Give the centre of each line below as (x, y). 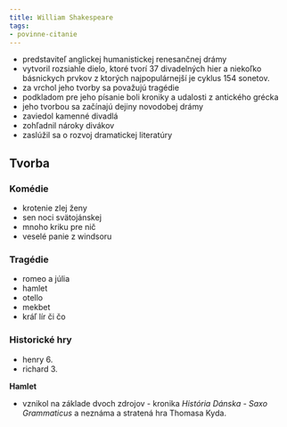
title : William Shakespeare (61, 17)
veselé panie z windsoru (67, 236)
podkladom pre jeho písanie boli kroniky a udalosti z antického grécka (150, 97)
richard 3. (40, 369)
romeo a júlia (46, 279)
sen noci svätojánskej (62, 218)
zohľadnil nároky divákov (68, 126)
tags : (19, 26)
